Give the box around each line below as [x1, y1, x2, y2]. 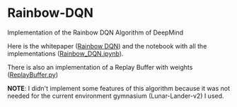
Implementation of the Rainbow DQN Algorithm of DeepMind [7, 28, 184, 37]
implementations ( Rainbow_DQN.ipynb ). [7, 49, 124, 58]
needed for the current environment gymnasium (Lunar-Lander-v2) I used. [7, 92, 224, 100]
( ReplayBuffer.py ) [7, 70, 59, 79]
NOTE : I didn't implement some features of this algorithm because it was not [7, 84, 231, 92]
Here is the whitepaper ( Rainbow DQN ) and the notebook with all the [7, 42, 207, 50]
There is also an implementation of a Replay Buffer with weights [7, 63, 193, 71]
